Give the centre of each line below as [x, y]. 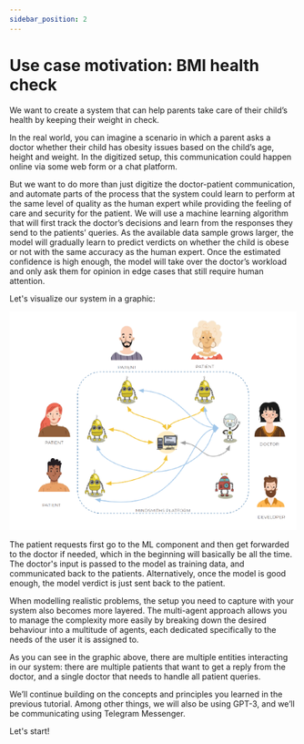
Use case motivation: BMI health [134, 65]
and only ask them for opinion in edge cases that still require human [137, 271]
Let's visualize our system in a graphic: [83, 298]
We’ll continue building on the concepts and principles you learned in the [146, 694]
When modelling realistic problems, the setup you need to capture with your [152, 600]
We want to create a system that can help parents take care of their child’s [149, 110]
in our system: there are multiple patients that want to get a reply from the [148, 667]
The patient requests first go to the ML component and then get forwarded [149, 544]
